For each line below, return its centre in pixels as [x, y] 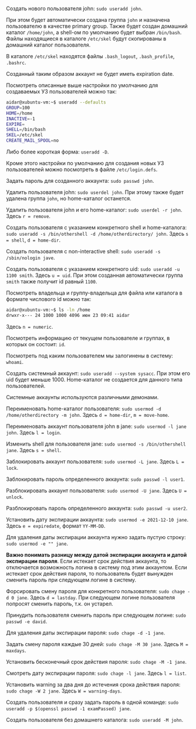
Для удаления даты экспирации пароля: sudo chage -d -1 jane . [86, 633]
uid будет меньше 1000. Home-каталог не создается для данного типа [94, 379]
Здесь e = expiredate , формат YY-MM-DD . [56, 526]
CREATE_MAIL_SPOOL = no [33, 141]
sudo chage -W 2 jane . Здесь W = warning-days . [64, 691]
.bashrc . [16, 62]
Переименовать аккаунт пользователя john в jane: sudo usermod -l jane [96, 426]
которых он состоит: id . [36, 344]
